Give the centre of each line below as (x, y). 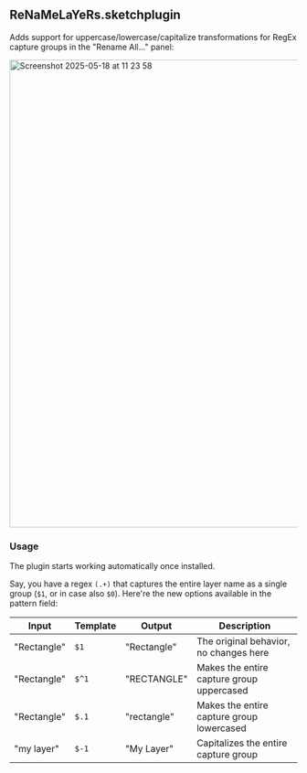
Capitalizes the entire (242, 743)
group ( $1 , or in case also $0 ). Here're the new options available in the (141, 594)
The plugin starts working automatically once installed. (112, 566)
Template (95, 626)
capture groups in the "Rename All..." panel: (92, 47)
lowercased (221, 728)
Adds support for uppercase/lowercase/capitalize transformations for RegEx (153, 37)
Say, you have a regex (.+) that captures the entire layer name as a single (148, 584)
